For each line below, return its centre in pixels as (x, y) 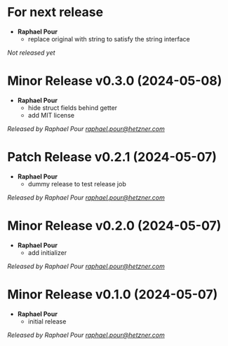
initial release (47, 321)
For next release (55, 12)
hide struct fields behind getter (73, 108)
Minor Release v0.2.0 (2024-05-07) (114, 226)
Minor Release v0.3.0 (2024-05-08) (115, 81)
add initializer (47, 252)
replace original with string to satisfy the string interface (109, 39)
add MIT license (51, 115)
